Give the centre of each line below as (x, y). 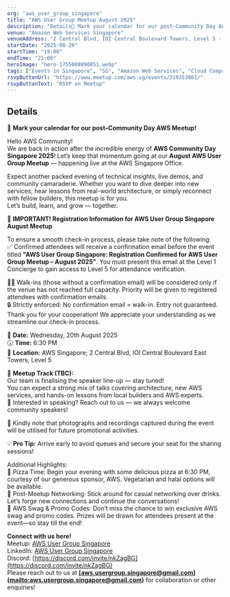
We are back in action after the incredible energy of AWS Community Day (112, 149)
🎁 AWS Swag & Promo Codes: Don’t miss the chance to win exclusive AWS (112, 508)
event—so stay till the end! (44, 523)
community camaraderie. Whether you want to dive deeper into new (103, 184)
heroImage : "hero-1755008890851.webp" (62, 65)
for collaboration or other (181, 580)
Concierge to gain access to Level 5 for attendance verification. (97, 269)
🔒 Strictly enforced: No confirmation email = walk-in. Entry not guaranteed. (112, 305)
